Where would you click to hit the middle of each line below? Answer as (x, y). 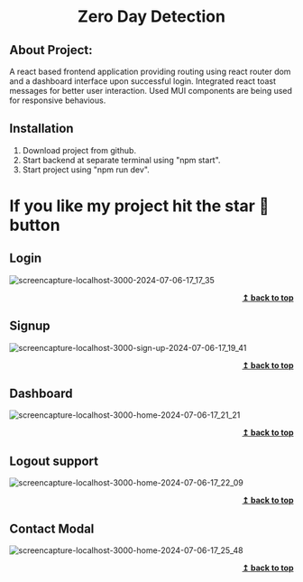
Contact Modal (52, 528)
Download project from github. (79, 150)
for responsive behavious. (58, 100)
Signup (30, 326)
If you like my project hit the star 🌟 (139, 206)
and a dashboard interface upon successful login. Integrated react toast (143, 81)
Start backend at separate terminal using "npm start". (121, 160)
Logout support (54, 461)
